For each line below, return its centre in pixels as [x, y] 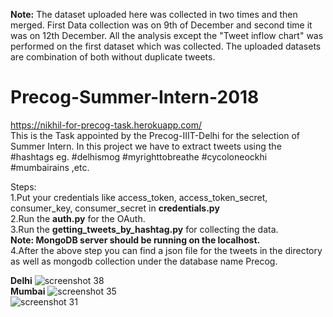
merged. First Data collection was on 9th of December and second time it [161, 25]
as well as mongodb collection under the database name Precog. [144, 261]
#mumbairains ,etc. [50, 167]
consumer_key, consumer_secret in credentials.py [115, 208]
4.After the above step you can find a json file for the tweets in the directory [166, 250]
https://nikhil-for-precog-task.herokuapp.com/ [106, 125]
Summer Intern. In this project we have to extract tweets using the [146, 146]
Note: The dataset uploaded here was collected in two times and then [154, 14]
